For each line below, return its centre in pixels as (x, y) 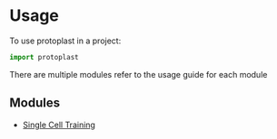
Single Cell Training (59, 125)
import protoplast (44, 57)
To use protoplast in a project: (65, 41)
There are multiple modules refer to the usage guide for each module (138, 74)
